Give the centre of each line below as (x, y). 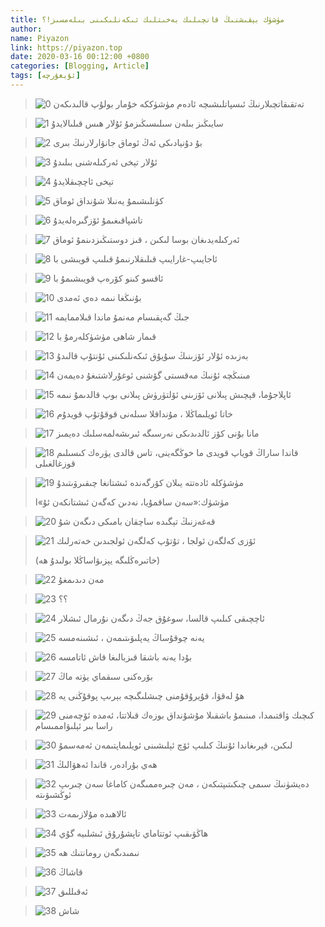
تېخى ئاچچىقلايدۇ (84, 181)
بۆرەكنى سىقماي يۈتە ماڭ (105, 676)
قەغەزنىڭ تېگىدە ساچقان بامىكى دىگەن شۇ (137, 521)
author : (26, 29)
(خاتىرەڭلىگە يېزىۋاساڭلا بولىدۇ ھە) (97, 560)
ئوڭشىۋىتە (53, 794)
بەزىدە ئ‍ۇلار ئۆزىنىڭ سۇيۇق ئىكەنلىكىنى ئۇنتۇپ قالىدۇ (152, 355)
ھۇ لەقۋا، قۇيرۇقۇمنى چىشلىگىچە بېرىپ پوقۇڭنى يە (151, 695)
